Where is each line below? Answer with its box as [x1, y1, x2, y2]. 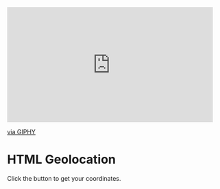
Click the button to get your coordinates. [7, 174, 121, 182]
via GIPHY [7, 128, 36, 136]
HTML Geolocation [7, 152, 117, 167]
